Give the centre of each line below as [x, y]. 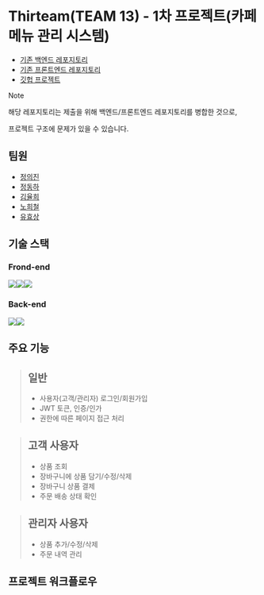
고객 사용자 [53, 446]
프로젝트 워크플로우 [53, 581]
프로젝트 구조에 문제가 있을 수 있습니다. [69, 129]
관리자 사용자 [58, 524]
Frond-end [29, 267]
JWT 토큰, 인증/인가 [71, 408]
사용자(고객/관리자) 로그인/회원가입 [94, 398]
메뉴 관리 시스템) [59, 36]
